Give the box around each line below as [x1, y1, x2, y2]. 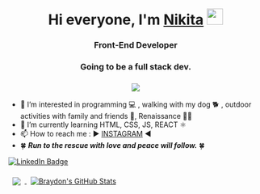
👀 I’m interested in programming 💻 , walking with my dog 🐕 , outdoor [19, 99, 252, 109]
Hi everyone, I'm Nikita [48, 11, 204, 29]
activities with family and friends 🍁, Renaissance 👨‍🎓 [19, 112, 192, 121]
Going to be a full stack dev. [80, 61, 191, 73]
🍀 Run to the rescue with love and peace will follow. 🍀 [19, 141, 205, 150]
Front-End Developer [94, 40, 178, 51]
